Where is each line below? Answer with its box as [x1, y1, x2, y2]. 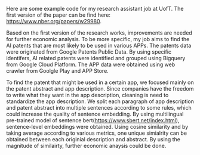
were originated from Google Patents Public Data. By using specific [6, 48, 172, 55]
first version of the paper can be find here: [6, 11, 111, 18]
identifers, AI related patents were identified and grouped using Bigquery [6, 55, 186, 61]
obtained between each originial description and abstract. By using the [6, 136, 181, 142]
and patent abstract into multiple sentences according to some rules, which [6, 104, 192, 111]
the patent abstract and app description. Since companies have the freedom [6, 85, 194, 92]
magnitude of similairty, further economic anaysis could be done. [6, 142, 167, 149]
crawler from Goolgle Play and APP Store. [6, 67, 109, 74]
